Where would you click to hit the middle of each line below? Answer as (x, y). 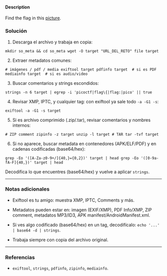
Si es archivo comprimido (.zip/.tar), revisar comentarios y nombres (81, 120)
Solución (16, 31)
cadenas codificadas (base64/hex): (49, 149)
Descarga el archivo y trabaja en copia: (52, 42)
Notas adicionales (27, 189)
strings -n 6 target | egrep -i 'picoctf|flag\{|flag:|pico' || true (79, 92)
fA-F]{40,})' (19, 162)
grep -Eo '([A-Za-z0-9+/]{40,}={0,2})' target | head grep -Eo (72, 158)
